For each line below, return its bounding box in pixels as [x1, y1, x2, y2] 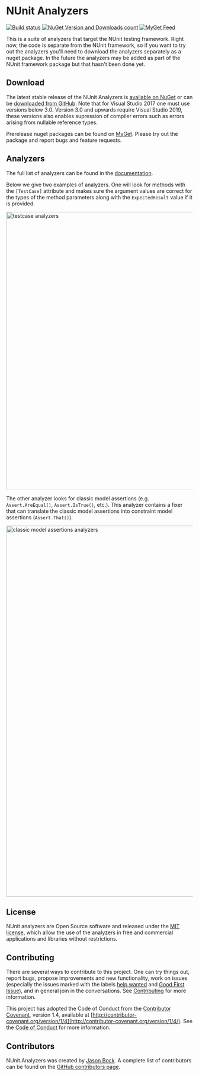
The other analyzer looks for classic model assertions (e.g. [6, 494, 149, 502]
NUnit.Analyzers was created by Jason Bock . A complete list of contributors [6, 1057, 192, 1064]
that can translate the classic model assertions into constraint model [6, 507, 173, 515]
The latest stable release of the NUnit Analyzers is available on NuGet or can [6, 93, 193, 100]
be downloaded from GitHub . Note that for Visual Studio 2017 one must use [6, 100, 190, 107]
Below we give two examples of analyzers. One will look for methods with [6, 181, 185, 188]
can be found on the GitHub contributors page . [6, 1064, 120, 1070]
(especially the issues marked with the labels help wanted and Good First [6, 981, 185, 988]
